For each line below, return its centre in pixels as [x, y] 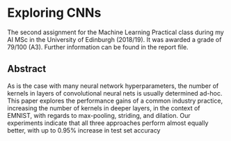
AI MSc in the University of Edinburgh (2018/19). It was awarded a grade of [114, 39]
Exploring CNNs [54, 13]
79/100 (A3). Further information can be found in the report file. [98, 47]
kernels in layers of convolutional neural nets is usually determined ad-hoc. [115, 93]
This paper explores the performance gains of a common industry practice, [115, 101]
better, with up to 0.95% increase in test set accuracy [84, 130]
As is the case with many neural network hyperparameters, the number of [113, 86]
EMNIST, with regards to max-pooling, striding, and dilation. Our [99, 115]
